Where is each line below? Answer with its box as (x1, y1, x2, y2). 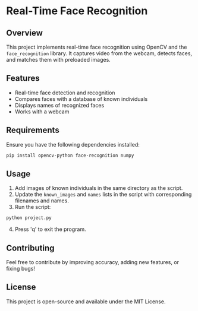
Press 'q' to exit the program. (14, 226, 86, 233)
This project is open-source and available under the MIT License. (6, 298, 166, 305)
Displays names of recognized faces (14, 101, 105, 109)
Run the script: (14, 204, 51, 211)
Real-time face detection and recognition (14, 89, 115, 96)
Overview (6, 28, 43, 38)
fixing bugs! (6, 265, 36, 272)
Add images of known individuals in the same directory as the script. (14, 185, 183, 192)
